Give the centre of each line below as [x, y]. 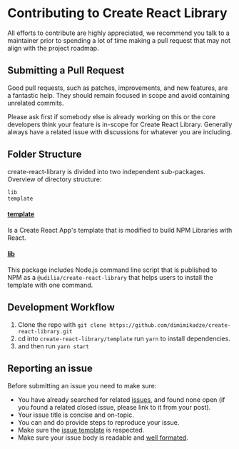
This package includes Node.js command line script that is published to [112, 270]
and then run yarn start [54, 346]
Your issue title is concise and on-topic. [76, 415]
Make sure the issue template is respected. [81, 430]
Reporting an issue [50, 369]
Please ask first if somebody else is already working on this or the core [112, 116]
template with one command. [50, 285]
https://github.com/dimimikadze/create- [170, 325]
